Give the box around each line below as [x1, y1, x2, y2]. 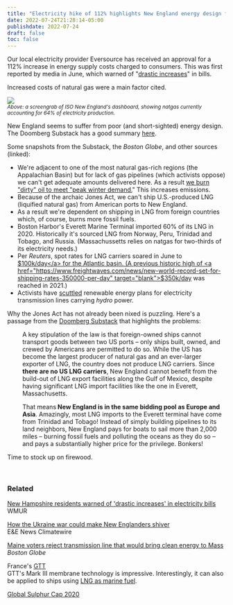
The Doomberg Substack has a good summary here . [7, 129, 157, 137]
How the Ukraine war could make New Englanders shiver [7, 520, 170, 529]
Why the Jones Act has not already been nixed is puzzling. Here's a [7, 309, 200, 318]
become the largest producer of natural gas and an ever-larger [22, 352, 202, 361]
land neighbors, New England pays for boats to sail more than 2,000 [22, 425, 217, 434]
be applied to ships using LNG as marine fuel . [7, 577, 137, 585]
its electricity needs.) [17, 244, 78, 253]
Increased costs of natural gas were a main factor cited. [7, 83, 167, 92]
